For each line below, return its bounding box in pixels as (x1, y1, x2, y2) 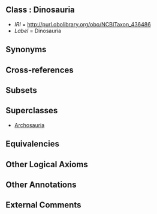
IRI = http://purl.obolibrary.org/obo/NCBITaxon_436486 (14, 20, 151, 28)
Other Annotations (5, 179, 77, 189)
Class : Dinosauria (5, 5, 76, 15)
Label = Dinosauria (14, 27, 61, 34)
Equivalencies (5, 139, 59, 149)
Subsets (5, 85, 37, 95)
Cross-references (5, 65, 74, 75)
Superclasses (5, 106, 58, 116)
